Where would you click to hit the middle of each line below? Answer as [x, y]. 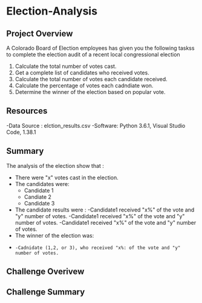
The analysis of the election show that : [55, 165]
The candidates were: [42, 184]
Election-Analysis [52, 11]
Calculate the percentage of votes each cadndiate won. [84, 85]
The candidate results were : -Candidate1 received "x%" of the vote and [105, 210]
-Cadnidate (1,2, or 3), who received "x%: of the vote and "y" [98, 248]
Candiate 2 [37, 197]
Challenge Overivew [45, 272]
